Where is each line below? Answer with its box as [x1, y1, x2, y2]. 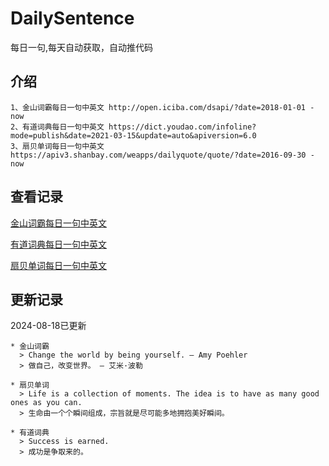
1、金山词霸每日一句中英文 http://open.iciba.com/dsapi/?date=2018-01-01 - [10, 102, 315, 112]
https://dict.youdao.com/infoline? [108, 122, 257, 132]
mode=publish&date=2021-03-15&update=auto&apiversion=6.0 [10, 130, 257, 141]
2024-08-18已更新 [10, 320, 87, 332]
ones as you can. [10, 398, 83, 408]
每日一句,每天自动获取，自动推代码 [10, 41, 154, 53]
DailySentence [10, 7, 135, 30]
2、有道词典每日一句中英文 [10, 122, 105, 132]
